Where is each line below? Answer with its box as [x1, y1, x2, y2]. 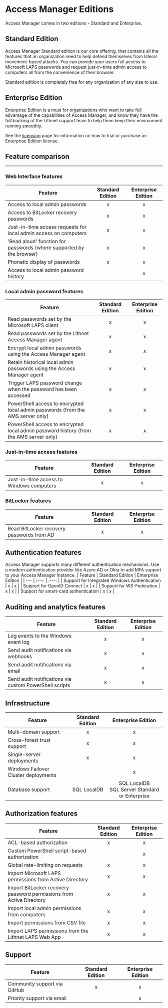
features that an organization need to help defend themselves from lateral [5, 53, 157, 59]
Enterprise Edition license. [5, 138, 59, 144]
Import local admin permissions [7, 905, 81, 912]
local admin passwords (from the [7, 406, 85, 413]
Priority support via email [7, 994, 66, 1001]
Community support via [7, 980, 63, 987]
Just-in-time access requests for [7, 223, 86, 230]
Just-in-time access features [5, 448, 78, 455]
